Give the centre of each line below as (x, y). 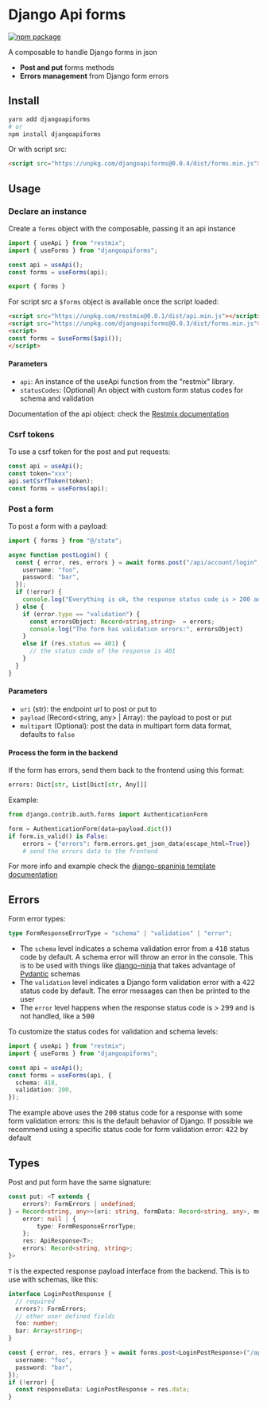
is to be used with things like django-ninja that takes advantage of (128, 966)
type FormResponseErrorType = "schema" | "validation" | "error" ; (120, 933)
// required (35, 1301)
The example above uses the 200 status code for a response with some (126, 1113)
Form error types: (37, 919)
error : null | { (50, 1219)
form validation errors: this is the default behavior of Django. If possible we (131, 1121)
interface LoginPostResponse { (60, 1294)
